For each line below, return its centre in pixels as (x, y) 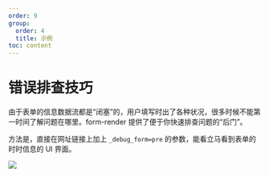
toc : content (30, 46)
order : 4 (30, 31)
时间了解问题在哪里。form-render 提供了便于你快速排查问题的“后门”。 (131, 122)
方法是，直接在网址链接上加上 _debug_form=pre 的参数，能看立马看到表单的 (132, 139)
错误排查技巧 (51, 88)
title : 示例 (35, 38)
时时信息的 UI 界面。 (42, 149)
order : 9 (23, 16)
